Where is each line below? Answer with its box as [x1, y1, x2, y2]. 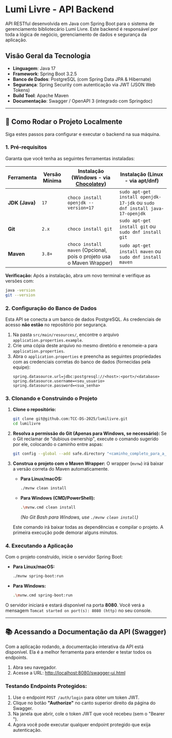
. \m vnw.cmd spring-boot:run [12, 592, 73, 598]
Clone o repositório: [12, 407, 56, 413]
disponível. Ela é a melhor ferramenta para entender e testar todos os [5, 649, 152, 655]
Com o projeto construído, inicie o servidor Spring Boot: [5, 553, 123, 560]
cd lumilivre [12, 421, 41, 427]
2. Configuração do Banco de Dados [5, 304, 97, 311]
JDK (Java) [8, 199, 36, 206]
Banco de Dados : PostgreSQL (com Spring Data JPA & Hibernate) [12, 76, 152, 82]
